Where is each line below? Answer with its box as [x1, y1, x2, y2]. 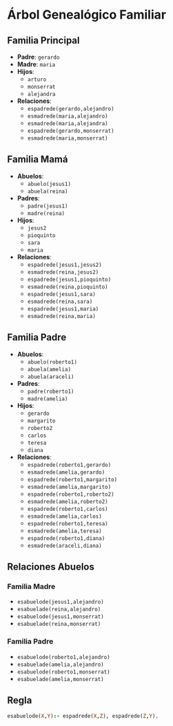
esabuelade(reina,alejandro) [17, 606, 101, 613]
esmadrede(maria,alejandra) [27, 120, 108, 127]
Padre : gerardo [17, 53, 60, 61]
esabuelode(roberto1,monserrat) [17, 668, 110, 676]
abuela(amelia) [27, 366, 71, 373]
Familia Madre [7, 581, 56, 591]
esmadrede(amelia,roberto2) [27, 498, 108, 505]
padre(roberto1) [27, 388, 74, 395]
